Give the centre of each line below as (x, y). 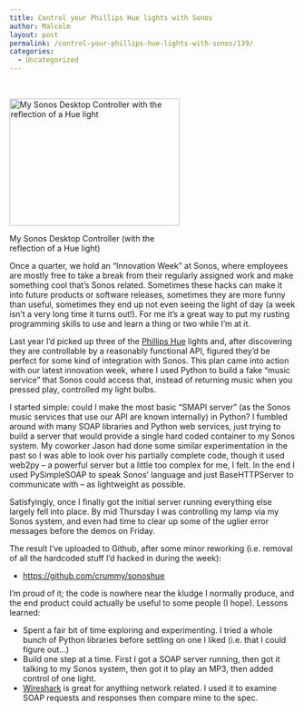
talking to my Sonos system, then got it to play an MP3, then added (148, 669)
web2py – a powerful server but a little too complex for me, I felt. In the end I (152, 465)
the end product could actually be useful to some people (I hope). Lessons (149, 603)
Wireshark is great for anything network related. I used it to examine (149, 688)
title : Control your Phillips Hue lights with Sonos (111, 18)
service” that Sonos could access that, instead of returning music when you (151, 380)
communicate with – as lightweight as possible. (98, 484)
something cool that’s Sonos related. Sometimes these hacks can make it (146, 285)
